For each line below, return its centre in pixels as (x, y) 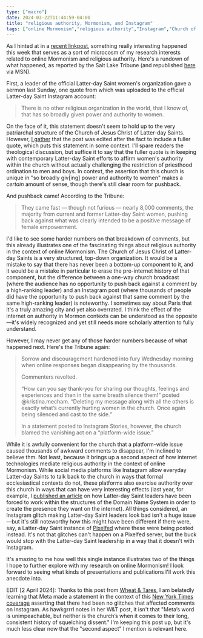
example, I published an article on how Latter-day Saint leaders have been (99, 496)
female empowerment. (49, 227)
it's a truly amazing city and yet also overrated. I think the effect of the (94, 310)
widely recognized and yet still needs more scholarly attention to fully (107, 322)
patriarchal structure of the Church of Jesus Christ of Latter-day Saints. (95, 133)
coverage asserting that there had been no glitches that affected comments (101, 603)
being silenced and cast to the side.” (67, 414)
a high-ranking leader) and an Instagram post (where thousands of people (99, 290)
